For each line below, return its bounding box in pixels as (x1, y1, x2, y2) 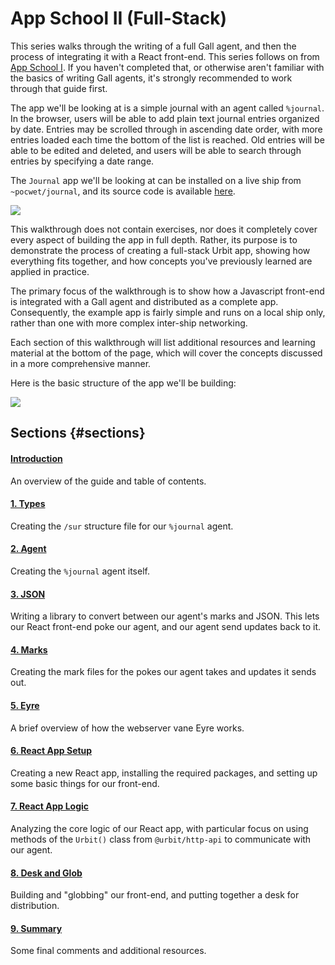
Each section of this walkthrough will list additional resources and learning (10, 336, 316, 348)
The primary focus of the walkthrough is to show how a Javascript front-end (10, 285, 325, 297)
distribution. (10, 900, 60, 912)
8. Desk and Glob (10, 867, 83, 879)
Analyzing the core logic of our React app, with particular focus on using (10, 822, 309, 834)
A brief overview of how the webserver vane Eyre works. (10, 722, 245, 734)
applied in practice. (10, 265, 90, 277)
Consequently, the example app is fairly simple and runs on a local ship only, (10, 306, 326, 318)
